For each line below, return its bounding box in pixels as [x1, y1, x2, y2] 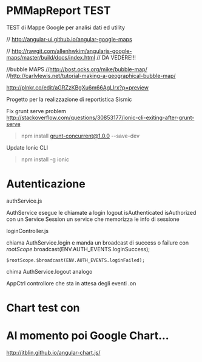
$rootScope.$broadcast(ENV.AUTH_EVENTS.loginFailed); [6, 257, 146, 263]
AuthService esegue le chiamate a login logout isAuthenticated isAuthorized [6, 209, 197, 216]
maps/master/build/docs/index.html [6, 54, 96, 61]
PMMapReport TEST [6, 4, 111, 18]
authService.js [6, 197, 42, 204]
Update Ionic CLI [6, 144, 49, 151]
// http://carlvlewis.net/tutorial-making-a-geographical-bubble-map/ [6, 72, 176, 79]
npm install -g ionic [21, 156, 70, 163]
